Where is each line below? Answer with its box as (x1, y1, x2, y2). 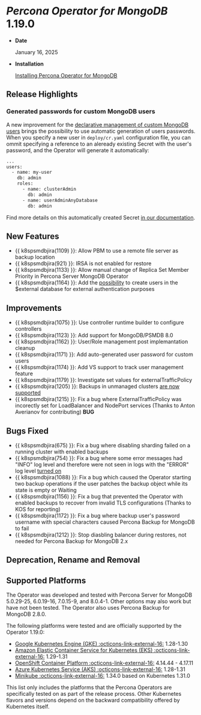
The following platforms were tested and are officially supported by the (6, 622, 182, 630)
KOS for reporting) (14, 505, 61, 512)
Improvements (6, 302, 62, 313)
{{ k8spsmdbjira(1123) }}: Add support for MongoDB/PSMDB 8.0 (14, 332, 173, 339)
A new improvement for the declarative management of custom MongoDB (6, 121, 189, 128)
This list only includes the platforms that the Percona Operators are (6, 684, 172, 691)
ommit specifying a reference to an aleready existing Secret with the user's (6, 140, 192, 147)
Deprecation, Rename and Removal (6, 555, 140, 565)
